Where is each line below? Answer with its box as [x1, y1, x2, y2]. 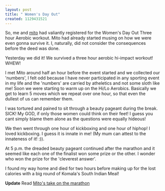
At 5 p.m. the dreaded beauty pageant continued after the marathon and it [5, 146, 155, 152]
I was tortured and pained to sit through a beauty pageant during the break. [5, 105, 158, 111]
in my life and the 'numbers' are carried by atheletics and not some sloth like [5, 80, 160, 86]
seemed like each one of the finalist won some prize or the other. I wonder [5, 151, 156, 157]
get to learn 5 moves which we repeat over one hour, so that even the [5, 91, 146, 96]
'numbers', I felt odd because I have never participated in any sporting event [5, 75, 160, 81]
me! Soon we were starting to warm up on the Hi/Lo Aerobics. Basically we [5, 86, 156, 92]
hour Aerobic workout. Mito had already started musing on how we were [5, 35, 152, 41]
